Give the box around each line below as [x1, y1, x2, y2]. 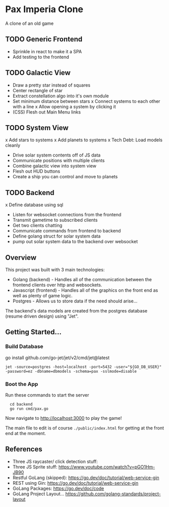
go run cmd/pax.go [10, 406, 49, 411]
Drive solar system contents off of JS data [12, 152, 101, 158]
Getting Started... [5, 328, 62, 336]
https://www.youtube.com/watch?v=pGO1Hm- [58, 463, 155, 470]
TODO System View [5, 123, 69, 132]
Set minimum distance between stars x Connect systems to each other [12, 98, 160, 104]
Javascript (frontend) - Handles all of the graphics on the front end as [12, 287, 158, 293]
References [5, 445, 43, 454]
